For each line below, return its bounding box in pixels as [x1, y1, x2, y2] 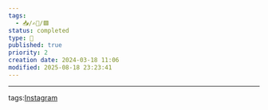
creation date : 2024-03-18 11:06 [8, 57, 120, 65]
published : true [8, 41, 62, 49]
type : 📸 [8, 33, 34, 42]
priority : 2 [8, 49, 48, 57]
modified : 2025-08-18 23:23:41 [8, 64, 112, 72]
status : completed [8, 26, 69, 34]
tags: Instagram [8, 92, 58, 102]
